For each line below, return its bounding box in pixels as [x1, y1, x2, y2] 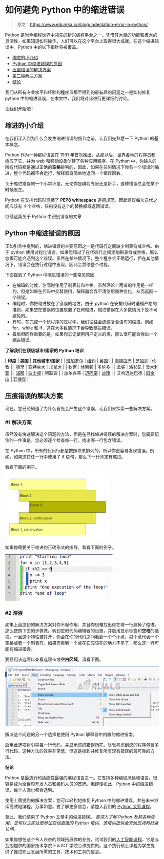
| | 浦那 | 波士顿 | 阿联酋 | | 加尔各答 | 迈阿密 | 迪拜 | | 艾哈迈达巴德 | [10, 370, 145, 376]
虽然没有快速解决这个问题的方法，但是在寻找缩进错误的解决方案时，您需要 [5, 431, 155, 437]
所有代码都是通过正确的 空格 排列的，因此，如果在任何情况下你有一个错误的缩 [5, 164, 159, 170]
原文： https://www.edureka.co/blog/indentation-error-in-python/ [17, 21, 148, 27]
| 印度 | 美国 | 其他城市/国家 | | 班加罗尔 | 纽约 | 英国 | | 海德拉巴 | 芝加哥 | [5, 357, 151, 364]
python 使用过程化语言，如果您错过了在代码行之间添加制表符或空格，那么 [10, 249, 159, 255]
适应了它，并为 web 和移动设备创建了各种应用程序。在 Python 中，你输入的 [5, 158, 157, 164]
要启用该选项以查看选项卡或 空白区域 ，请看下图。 [5, 656, 103, 662]
